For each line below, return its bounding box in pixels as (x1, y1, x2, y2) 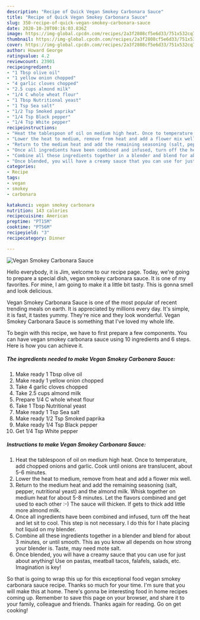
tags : (7, 175, 20, 181)
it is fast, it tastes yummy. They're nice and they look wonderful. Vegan (7, 311, 180, 318)
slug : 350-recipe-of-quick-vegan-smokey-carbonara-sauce (7, 20, 151, 26)
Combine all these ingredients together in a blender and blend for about (15, 532, 191, 539)
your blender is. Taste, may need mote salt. (15, 544, 121, 552)
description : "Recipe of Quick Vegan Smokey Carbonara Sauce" (7, 8, 164, 15)
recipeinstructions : (7, 125, 58, 131)
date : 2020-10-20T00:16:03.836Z (7, 25, 87, 32)
